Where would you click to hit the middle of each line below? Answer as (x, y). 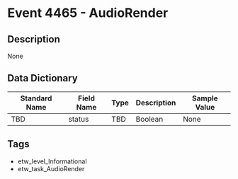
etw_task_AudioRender (51, 168)
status (79, 119)
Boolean (149, 119)
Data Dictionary (42, 78)
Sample (205, 98)
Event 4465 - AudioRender (88, 13)
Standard (36, 98)
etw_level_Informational (52, 161)
